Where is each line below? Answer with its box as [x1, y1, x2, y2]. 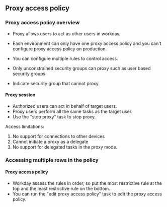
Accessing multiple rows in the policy [5, 156, 99, 163]
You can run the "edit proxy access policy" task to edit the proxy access [12, 191, 162, 197]
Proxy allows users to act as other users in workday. [12, 30, 121, 37]
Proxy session [5, 92, 36, 98]
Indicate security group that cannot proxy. [12, 80, 100, 86]
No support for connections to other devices [12, 133, 105, 139]
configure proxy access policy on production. [12, 45, 107, 52]
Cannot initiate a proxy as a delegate [12, 139, 89, 145]
